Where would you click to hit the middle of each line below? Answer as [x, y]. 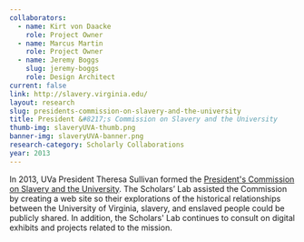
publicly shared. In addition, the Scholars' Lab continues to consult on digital [152, 217]
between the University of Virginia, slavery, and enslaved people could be [147, 208]
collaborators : [38, 18]
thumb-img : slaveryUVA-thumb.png [73, 128]
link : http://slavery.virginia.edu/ [78, 94]
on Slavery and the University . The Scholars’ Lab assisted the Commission [148, 188]
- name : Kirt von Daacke [64, 26]
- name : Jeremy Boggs [59, 60]
